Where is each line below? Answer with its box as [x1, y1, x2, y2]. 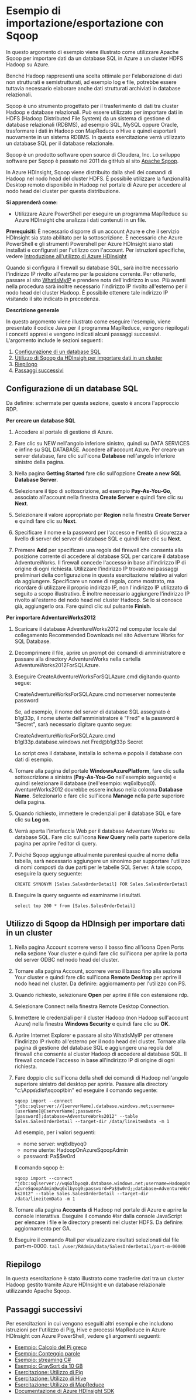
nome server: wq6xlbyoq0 [23, 1140, 87, 1147]
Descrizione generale [6, 306, 60, 313]
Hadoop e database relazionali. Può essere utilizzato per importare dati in [6, 109, 183, 116]
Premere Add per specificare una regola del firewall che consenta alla [14, 546, 183, 553]
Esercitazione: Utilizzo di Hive [14, 1375, 87, 1382]
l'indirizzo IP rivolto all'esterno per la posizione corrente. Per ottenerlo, [6, 270, 177, 277]
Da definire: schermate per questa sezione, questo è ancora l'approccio [6, 399, 180, 406]
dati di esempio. [14, 756, 54, 763]
